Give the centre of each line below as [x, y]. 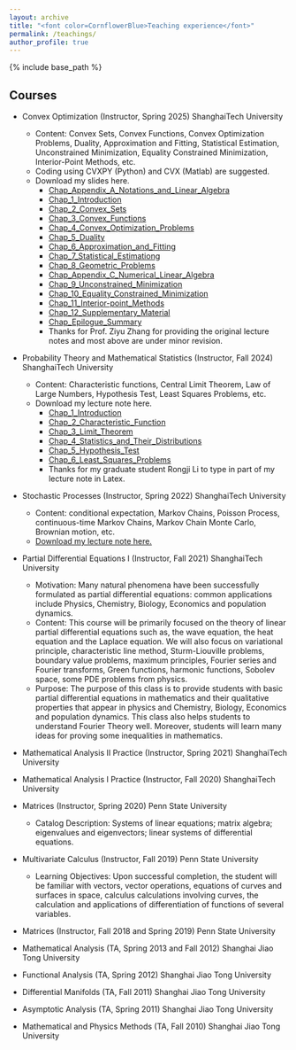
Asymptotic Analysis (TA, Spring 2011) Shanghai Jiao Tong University [148, 1009]
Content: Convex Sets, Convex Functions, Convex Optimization [150, 134]
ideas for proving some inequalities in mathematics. [129, 735]
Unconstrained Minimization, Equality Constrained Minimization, [152, 152]
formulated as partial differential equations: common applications [153, 595]
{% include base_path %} [56, 67]
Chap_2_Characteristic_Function [107, 423]
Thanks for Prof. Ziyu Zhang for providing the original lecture [159, 331]
